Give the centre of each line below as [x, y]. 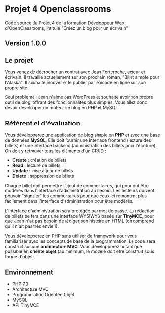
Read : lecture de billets [36, 165]
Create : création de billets [39, 160]
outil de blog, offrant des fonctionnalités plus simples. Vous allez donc [76, 102]
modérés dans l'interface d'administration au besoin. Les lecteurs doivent [80, 190]
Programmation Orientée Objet [43, 294]
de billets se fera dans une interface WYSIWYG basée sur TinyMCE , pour [80, 216]
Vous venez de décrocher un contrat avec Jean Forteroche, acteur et [75, 72]
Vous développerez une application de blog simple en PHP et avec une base [82, 135]
